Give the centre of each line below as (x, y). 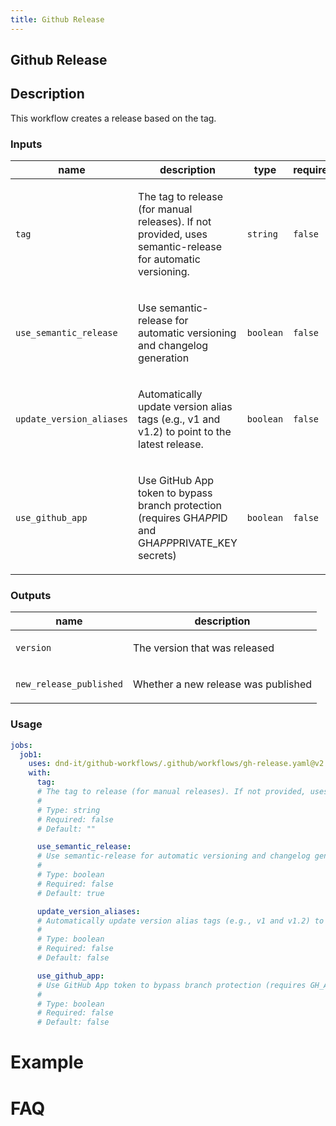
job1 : (31, 754)
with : (40, 773)
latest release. (171, 444)
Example (47, 1062)
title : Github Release (57, 19)
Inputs (26, 144)
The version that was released (203, 648)
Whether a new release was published (222, 684)
